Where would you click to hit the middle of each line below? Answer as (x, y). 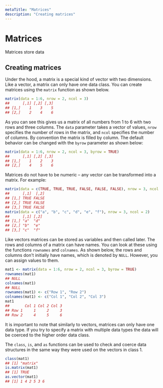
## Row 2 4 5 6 (34, 315)
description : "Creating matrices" (40, 14)
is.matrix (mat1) (22, 368)
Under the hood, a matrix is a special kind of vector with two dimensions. (79, 80)
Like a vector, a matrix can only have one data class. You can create (73, 84)
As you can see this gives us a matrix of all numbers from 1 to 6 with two (78, 122)
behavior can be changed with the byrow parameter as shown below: (74, 142)
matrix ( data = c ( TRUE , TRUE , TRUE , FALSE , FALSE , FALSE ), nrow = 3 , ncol (82, 189)
